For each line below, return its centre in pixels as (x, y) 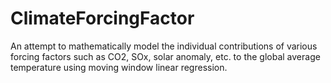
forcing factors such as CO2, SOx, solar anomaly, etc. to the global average (165, 56)
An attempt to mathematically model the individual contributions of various (164, 46)
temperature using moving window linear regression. (119, 67)
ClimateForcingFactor (102, 18)
